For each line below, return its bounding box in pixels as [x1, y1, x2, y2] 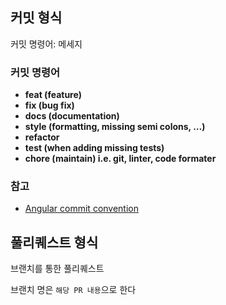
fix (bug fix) [24, 99, 75, 112]
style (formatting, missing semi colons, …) [24, 121, 206, 133]
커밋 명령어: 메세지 [10, 38, 83, 50]
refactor [24, 131, 60, 143]
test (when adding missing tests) [24, 142, 165, 154]
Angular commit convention [24, 203, 140, 215]
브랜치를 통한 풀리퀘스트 [10, 263, 105, 275]
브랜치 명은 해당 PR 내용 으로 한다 [10, 284, 137, 296]
